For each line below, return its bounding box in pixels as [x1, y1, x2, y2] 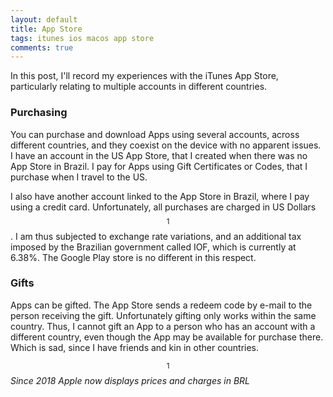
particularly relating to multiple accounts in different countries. [10, 81, 268, 93]
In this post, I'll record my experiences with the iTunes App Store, [10, 70, 279, 82]
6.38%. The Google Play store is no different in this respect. [10, 251, 257, 263]
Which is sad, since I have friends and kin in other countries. [10, 341, 260, 353]
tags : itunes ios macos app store [10, 33, 155, 43]
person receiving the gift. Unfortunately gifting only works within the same [10, 309, 317, 321]
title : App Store [10, 24, 83, 34]
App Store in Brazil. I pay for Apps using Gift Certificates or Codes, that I [10, 160, 308, 172]
